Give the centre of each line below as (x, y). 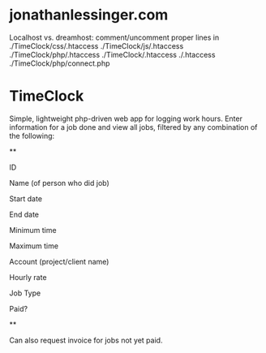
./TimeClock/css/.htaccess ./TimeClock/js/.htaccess (97, 45)
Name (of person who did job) (60, 183)
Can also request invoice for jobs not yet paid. (86, 340)
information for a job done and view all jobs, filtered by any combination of (133, 127)
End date (24, 214)
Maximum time (34, 246)
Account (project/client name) (59, 261)
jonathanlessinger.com (89, 15)
